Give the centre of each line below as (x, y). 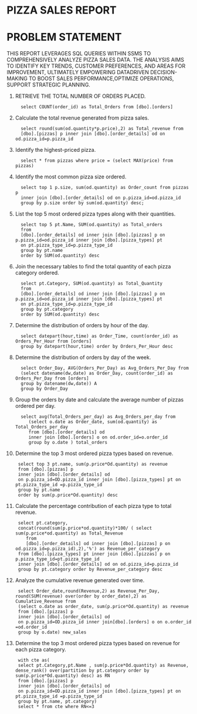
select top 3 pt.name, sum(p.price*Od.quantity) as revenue (93, 464)
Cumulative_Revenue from (45, 602)
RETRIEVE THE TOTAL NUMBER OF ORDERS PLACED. (80, 96)
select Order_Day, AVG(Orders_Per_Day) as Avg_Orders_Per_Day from (105, 368)
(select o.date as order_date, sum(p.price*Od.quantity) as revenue (103, 607)
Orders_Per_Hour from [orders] (53, 341)
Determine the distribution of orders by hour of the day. (82, 326)
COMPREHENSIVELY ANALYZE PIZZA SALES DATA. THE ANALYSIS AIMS (95, 60)
